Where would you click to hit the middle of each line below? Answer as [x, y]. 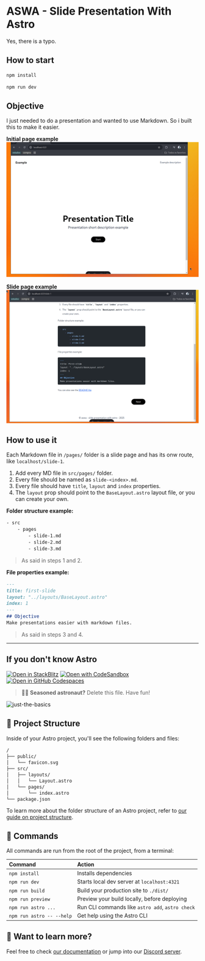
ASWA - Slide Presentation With [89, 11]
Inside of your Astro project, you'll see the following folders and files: [93, 738]
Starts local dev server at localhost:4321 [128, 882]
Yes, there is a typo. [31, 41]
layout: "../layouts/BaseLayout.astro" [57, 597]
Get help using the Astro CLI [112, 916]
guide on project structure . [40, 817]
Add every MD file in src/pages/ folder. [64, 473]
